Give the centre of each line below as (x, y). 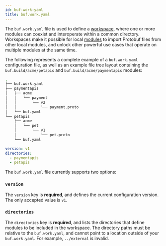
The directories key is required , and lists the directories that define (75, 222)
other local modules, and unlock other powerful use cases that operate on (81, 44)
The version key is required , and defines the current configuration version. (82, 195)
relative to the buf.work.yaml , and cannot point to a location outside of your (82, 233)
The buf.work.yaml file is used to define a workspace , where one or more (80, 28)
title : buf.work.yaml (28, 14)
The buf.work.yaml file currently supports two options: (61, 172)
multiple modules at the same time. (41, 50)
